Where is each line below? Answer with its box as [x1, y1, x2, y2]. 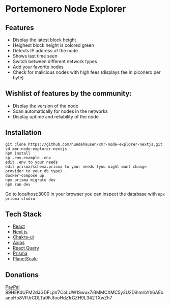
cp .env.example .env [5, 155, 51, 160]
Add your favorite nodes [12, 64, 64, 70]
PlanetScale [12, 256, 38, 262]
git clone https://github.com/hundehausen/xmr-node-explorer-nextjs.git [5, 142, 163, 147]
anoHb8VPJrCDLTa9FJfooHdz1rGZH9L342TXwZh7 [5, 295, 112, 301]
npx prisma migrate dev [5, 177, 56, 182]
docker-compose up [5, 173, 44, 178]
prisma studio [5, 196, 36, 201]
